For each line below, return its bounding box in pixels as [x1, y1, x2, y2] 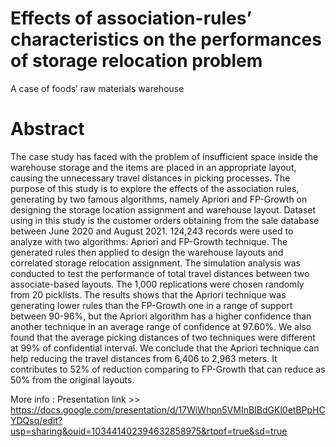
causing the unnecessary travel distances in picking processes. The [10, 172, 291, 184]
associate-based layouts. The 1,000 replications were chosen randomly [10, 278, 305, 290]
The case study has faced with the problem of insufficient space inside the [10, 150, 319, 162]
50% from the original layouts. [10, 373, 135, 386]
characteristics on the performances [10, 28, 322, 51]
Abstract [10, 118, 85, 141]
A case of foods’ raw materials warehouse [10, 82, 185, 94]
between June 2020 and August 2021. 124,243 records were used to [10, 225, 294, 237]
